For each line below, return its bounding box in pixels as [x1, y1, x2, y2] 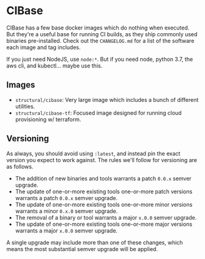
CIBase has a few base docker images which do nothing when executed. [6, 24, 190, 31]
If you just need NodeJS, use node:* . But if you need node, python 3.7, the [6, 55, 193, 63]
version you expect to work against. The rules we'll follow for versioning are [6, 156, 198, 163]
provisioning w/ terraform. [15, 115, 81, 123]
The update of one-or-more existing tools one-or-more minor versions [15, 201, 193, 208]
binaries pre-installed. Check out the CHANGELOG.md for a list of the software [6, 37, 195, 44]
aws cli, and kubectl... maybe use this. [6, 62, 103, 69]
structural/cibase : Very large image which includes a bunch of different [15, 96, 199, 103]
